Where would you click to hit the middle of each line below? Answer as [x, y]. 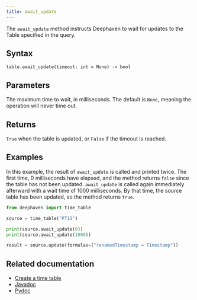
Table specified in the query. [41, 35]
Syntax [20, 54]
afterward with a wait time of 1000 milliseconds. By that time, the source [94, 190]
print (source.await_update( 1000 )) [49, 235]
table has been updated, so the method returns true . [70, 197]
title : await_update [32, 12]
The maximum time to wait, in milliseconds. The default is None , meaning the [98, 100]
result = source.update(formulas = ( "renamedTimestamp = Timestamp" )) [92, 245]
